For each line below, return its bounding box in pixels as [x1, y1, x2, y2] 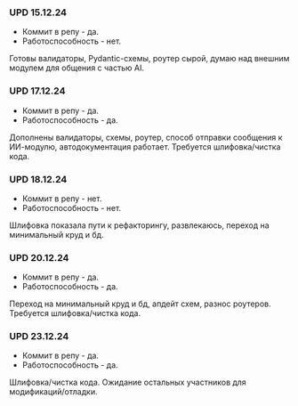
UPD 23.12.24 [9, 330, 69, 343]
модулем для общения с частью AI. [9, 62, 145, 73]
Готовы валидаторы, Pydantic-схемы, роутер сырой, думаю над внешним [9, 53, 290, 64]
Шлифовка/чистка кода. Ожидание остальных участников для [9, 377, 246, 388]
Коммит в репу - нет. [21, 193, 102, 204]
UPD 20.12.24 [9, 251, 69, 264]
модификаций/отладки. [9, 386, 98, 397]
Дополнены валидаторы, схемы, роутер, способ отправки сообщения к [9, 132, 283, 142]
